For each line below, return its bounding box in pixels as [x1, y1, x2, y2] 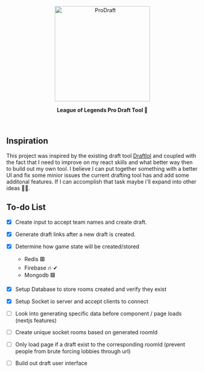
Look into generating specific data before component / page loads [15, 310, 182, 317]
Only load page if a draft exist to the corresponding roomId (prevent [15, 341, 186, 348]
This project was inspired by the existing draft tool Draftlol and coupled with [6, 152, 197, 159]
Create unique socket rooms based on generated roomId [15, 329, 158, 335]
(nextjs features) [15, 317, 57, 324]
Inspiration [6, 136, 49, 146]
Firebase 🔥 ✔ [24, 264, 58, 271]
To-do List [6, 202, 46, 213]
